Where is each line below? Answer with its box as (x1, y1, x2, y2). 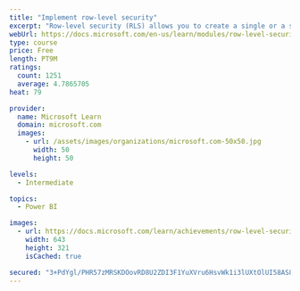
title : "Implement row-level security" (9, 12, 158, 22)
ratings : (9, 63, 42, 72)
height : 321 (25, 243, 70, 253)
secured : (9, 268, 42, 277)
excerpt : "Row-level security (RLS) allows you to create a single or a (9, 21, 286, 30)
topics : (9, 194, 38, 204)
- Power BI (17, 203, 58, 212)
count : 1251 (17, 71, 62, 80)
